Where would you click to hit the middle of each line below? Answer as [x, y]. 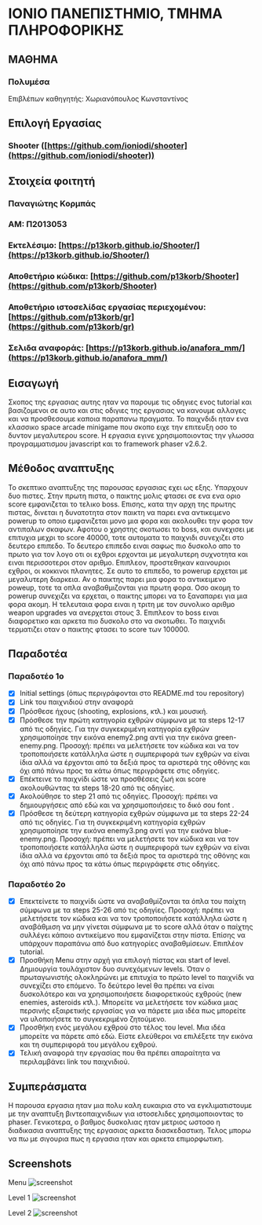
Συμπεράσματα [47, 1086]
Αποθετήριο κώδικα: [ [51, 276]
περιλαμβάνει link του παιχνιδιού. [75, 1062]
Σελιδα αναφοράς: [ [49, 348]
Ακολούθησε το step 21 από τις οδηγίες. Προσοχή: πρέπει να [118, 796]
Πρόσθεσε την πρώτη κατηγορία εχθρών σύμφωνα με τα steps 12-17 [132, 720]
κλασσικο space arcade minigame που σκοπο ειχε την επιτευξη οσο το [123, 427]
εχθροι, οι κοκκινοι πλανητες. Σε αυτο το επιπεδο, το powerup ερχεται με [128, 571]
